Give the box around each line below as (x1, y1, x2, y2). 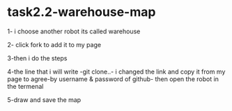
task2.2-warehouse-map (7, 4, 156, 20)
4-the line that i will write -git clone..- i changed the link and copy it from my (7, 67, 226, 76)
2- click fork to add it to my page (7, 40, 102, 49)
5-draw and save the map (7, 95, 82, 104)
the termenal (7, 82, 44, 90)
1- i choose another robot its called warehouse (7, 27, 141, 35)
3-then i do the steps (7, 53, 68, 62)
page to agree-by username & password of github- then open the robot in (7, 74, 219, 83)
